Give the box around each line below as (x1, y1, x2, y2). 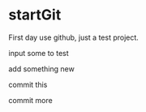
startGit (8, 6, 62, 24)
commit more (8, 95, 53, 105)
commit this (8, 80, 48, 89)
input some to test (8, 48, 69, 58)
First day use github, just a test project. (8, 32, 140, 42)
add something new (8, 63, 75, 74)
